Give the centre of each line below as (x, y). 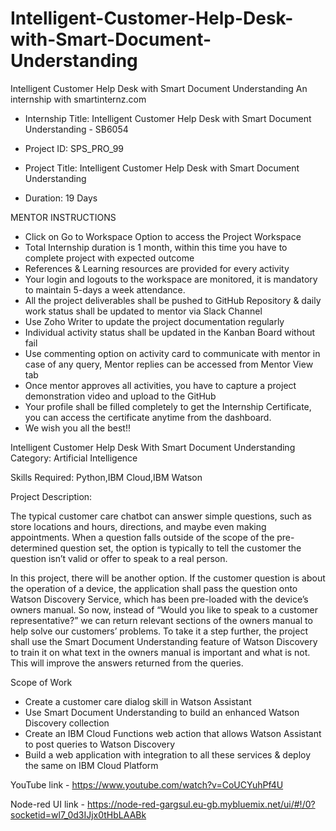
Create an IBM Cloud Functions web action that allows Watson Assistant (173, 733)
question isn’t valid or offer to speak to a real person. (119, 558)
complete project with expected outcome (109, 258)
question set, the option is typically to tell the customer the (180, 548)
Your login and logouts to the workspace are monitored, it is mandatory (171, 279)
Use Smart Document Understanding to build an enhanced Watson (162, 712)
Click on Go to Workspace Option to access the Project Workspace (163, 236)
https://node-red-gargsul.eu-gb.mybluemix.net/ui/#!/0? (201, 804)
